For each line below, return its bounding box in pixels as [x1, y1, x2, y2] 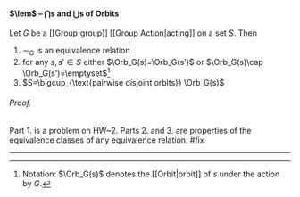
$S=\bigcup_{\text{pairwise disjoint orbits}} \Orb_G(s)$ [21, 77, 225, 87]
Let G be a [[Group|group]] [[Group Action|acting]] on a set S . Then [9, 28, 257, 38]
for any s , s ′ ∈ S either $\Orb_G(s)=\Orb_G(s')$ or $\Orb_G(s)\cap [21, 57, 263, 67]
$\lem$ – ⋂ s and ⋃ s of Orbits [9, 8, 120, 19]
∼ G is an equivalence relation [21, 45, 131, 58]
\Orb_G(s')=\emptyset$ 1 [21, 66, 111, 78]
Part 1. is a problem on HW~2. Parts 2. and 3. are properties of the [9, 125, 252, 135]
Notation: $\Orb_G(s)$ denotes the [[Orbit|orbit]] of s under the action [21, 168, 280, 179]
